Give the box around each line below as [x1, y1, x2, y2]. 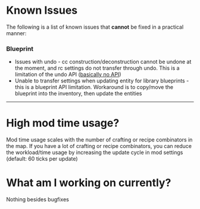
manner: [6, 29, 27, 36]
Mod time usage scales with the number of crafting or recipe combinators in [6, 136, 193, 143]
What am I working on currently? [6, 176, 171, 190]
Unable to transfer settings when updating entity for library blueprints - [14, 77, 189, 84]
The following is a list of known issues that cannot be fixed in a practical [6, 23, 184, 30]
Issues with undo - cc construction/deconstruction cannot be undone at [14, 58, 192, 66]
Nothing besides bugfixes [6, 196, 70, 203]
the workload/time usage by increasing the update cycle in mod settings [6, 149, 183, 156]
